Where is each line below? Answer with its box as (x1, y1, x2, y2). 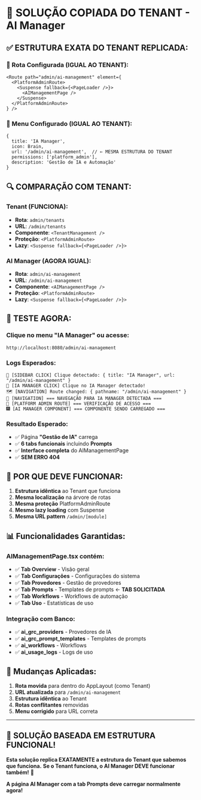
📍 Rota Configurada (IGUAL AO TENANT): (6, 61, 129, 69)
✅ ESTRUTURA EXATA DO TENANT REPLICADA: (6, 43, 188, 53)
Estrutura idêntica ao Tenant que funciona (14, 488, 121, 495)
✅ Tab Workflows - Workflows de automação (14, 593, 128, 600)
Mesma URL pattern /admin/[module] (14, 513, 108, 520)
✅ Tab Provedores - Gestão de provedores (14, 579, 121, 586)
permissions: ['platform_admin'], (11, 154, 98, 160)
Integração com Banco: (6, 615, 75, 623)
